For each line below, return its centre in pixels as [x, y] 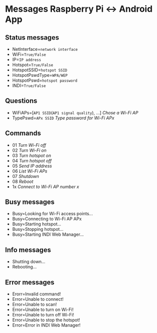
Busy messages [30, 202]
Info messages [28, 250]
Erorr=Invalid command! [36, 294]
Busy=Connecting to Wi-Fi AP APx [47, 219]
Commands [23, 133]
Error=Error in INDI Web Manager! [46, 325]
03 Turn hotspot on [32, 155]
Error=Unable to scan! [34, 305]
